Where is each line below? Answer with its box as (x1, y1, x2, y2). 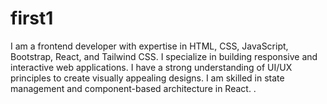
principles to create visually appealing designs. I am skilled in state (10, 72, 285, 84)
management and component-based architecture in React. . (10, 82, 257, 94)
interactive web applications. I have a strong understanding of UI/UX (10, 61, 293, 73)
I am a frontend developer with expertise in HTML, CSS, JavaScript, (10, 40, 289, 52)
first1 (10, 7, 54, 30)
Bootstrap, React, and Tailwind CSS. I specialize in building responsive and (10, 50, 318, 62)
